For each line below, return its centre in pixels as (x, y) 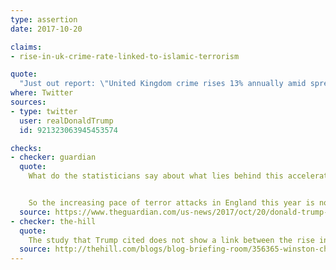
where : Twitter (42, 93)
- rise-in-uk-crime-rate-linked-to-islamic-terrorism (125, 56)
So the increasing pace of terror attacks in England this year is (171, 203)
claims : (26, 47)
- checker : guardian (53, 157)
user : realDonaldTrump (66, 121)
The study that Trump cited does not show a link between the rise (171, 240)
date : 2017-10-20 (46, 29)
